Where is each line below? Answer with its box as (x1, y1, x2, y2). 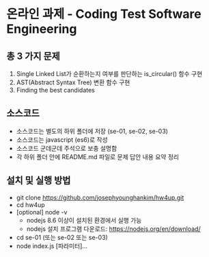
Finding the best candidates (16, 86, 95, 94)
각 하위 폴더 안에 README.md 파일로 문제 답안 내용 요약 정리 (16, 152, 179, 161)
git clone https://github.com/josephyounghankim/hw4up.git (16, 193, 184, 201)
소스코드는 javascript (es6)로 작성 (16, 135, 108, 144)
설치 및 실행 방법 (6, 175, 71, 186)
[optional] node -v (16, 208, 68, 216)
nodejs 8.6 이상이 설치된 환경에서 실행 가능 (26, 216, 142, 224)
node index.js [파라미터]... (16, 241, 88, 250)
